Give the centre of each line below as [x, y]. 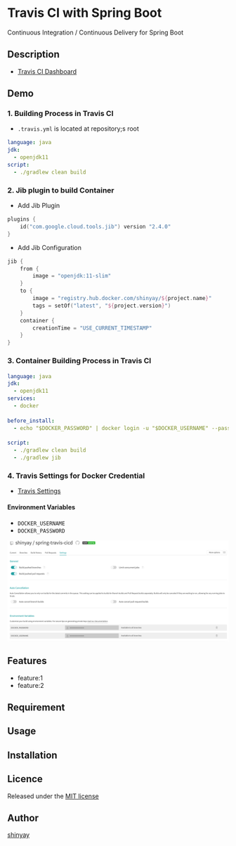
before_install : [31, 421]
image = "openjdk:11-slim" [72, 276]
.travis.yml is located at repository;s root [78, 129]
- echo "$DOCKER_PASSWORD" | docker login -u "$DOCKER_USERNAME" [111, 428]
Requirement [36, 708]
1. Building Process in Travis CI [60, 114]
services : [22, 398]
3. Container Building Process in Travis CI [79, 361]
